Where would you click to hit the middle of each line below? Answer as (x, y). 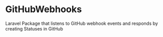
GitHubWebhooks (44, 9)
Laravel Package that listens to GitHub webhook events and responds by (82, 23)
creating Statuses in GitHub (34, 28)
